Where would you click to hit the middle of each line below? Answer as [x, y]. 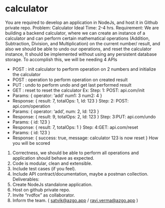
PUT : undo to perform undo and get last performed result [72, 85]
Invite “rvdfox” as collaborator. [44, 195]
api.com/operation [31, 106]
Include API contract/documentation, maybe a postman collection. [80, 174]
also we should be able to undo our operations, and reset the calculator [79, 49]
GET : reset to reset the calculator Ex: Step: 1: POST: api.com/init [78, 90]
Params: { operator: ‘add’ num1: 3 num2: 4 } [57, 96]
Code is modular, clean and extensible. [52, 163]
